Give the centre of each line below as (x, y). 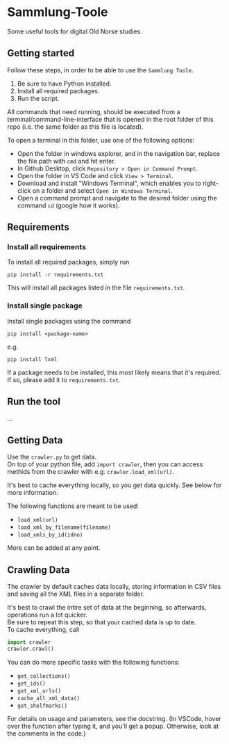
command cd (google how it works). (68, 205)
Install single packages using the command (69, 321)
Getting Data (35, 440)
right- (211, 183)
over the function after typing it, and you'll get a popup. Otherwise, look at (113, 726)
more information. (33, 493)
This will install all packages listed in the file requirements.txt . (96, 288)
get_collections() (44, 676)
